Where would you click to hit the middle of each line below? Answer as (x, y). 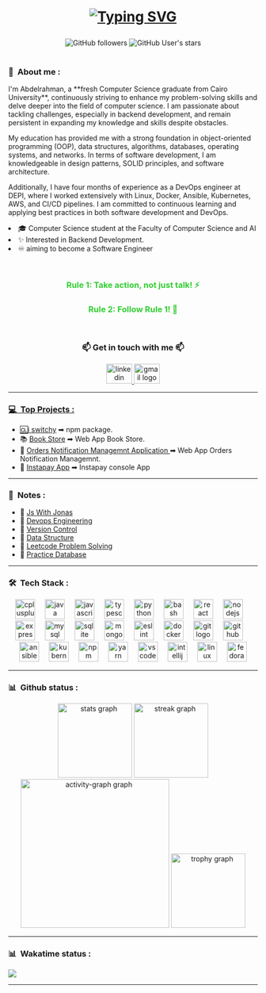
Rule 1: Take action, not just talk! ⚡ (133, 286)
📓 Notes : (27, 496)
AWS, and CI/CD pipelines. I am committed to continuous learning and (122, 204)
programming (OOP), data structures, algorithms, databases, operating (123, 147)
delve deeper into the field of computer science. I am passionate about (124, 106)
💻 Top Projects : (42, 409)
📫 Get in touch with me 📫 (133, 347)
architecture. (29, 172)
